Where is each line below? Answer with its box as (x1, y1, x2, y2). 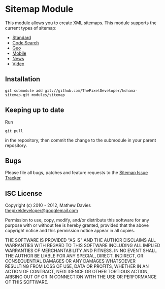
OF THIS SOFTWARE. (5, 279, 49, 285)
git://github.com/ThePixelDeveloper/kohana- (44, 88, 138, 93)
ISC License (5, 189, 42, 198)
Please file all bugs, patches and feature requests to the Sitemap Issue (5, 170, 148, 176)
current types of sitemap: (5, 25, 57, 31)
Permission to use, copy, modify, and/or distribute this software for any (5, 217, 149, 223)
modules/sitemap (31, 92, 65, 97)
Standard (12, 35, 31, 40)
